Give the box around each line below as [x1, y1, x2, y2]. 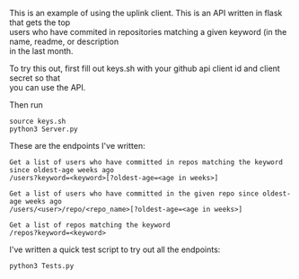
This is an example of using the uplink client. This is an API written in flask [9, 8, 283, 18]
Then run [9, 100, 43, 110]
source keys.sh [9, 117, 66, 126]
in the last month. [9, 46, 74, 57]
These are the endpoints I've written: [9, 141, 145, 151]
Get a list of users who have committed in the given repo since [9, 189, 259, 198]
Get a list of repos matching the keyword [9, 221, 171, 230]
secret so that [9, 73, 61, 83]
